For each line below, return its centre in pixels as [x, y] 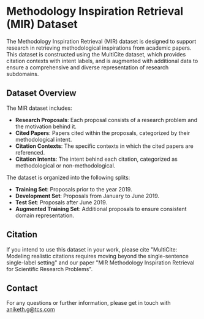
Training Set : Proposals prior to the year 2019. [74, 189]
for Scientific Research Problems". [50, 269]
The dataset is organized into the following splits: [68, 177]
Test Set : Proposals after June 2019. [61, 202]
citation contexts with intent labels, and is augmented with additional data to [102, 61]
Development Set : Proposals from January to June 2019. [87, 196]
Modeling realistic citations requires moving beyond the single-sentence [97, 256]
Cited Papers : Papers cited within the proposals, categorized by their [103, 133]
